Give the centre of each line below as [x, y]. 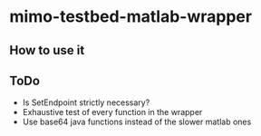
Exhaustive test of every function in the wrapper [112, 112]
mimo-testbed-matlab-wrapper [130, 17]
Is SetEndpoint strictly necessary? [86, 102]
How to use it [47, 50]
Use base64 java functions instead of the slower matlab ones [137, 122]
